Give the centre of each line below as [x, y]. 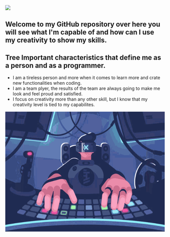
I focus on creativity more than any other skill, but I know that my [80, 99]
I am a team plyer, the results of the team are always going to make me [86, 88]
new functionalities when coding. [47, 83]
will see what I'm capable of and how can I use [80, 32]
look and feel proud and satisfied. [48, 94]
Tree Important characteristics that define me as [83, 58]
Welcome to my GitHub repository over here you [83, 25]
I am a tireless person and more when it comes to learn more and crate [86, 78]
